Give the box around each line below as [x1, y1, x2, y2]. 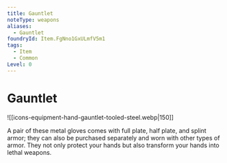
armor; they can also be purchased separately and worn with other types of [7, 134, 220, 142]
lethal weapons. [7, 148, 52, 156]
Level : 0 [7, 61, 32, 68]
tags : [7, 42, 23, 49]
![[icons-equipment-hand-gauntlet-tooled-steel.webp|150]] [7, 113, 174, 121]
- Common [13, 55, 38, 62]
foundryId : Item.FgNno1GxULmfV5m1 [7, 36, 106, 42]
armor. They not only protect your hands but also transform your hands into [7, 141, 220, 149]
